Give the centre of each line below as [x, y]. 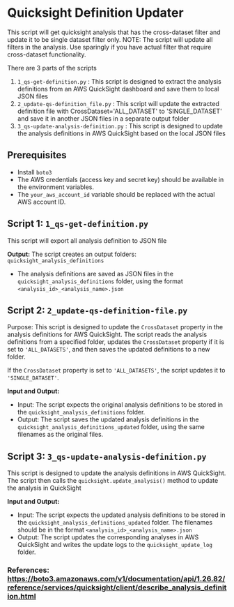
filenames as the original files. [60, 435]
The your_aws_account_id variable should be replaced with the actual [116, 194]
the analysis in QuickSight [44, 488]
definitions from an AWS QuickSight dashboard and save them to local [118, 89]
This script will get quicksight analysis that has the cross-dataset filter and [114, 32]
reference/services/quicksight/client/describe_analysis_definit [117, 587]
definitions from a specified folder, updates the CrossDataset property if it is [116, 342]
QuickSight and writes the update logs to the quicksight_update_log [115, 545]
